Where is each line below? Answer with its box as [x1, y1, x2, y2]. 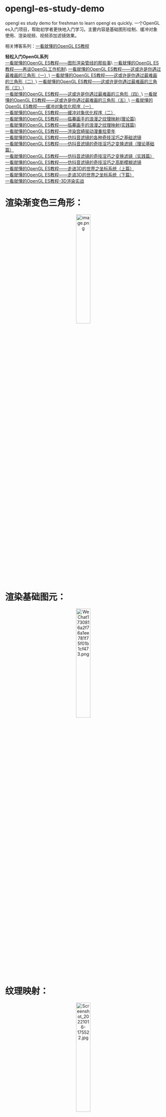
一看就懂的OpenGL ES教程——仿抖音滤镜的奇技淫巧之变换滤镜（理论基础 [5, 140, 155, 147]
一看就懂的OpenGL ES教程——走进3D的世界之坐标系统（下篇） [5, 172, 135, 178]
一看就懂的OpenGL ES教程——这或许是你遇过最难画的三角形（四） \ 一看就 [5, 91, 158, 97]
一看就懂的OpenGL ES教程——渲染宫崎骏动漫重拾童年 [5, 128, 115, 134]
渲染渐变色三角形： [5, 197, 84, 209]
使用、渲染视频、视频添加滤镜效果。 [5, 32, 79, 38]
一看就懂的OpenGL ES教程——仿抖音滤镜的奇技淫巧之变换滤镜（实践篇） [5, 153, 155, 159]
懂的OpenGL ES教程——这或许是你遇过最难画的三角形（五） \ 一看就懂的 [5, 97, 153, 103]
